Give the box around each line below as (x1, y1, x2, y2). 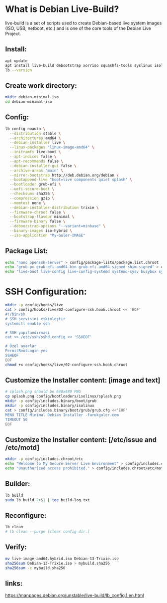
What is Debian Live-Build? (5, 3, 119, 15)
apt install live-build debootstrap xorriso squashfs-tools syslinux (5, 63, 153, 68)
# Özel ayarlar (5, 344, 37, 349)
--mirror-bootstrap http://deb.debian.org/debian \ (9, 173, 119, 178)
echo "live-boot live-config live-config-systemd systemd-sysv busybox (5, 269, 157, 274)
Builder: (5, 480, 30, 488)
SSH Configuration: (5, 286, 87, 297)
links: (5, 579, 23, 588)
